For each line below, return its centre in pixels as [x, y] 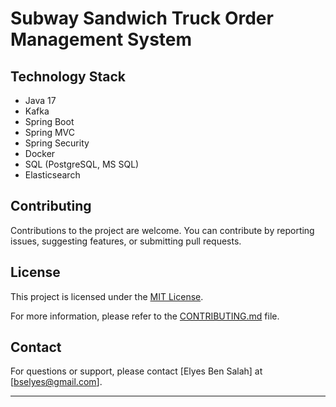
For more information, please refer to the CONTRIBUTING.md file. [145, 316]
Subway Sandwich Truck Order [142, 18]
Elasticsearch [52, 175]
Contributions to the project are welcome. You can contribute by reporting [162, 230]
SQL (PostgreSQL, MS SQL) [82, 164]
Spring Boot [49, 121]
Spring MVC [50, 132]
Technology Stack [68, 76]
